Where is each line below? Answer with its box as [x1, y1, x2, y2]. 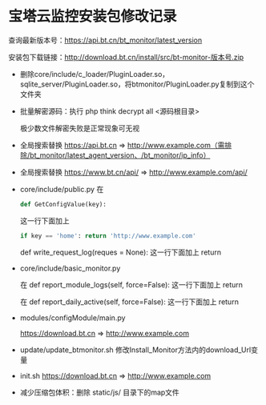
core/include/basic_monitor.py [19, 263, 121, 273]
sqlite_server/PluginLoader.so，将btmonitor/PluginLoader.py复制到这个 [19, 79, 255, 89]
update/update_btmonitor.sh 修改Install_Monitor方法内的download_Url [19, 345, 252, 355]
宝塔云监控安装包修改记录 [8, 7, 178, 26]
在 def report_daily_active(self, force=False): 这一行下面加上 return [19, 297, 239, 307]
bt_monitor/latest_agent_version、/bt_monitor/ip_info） [29, 150, 211, 160]
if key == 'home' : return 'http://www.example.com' [19, 231, 196, 240]
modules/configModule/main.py [19, 313, 126, 323]
